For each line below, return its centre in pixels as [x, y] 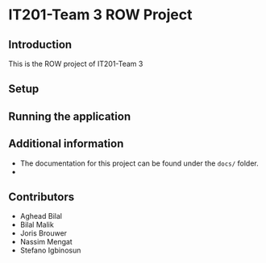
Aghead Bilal [41, 216]
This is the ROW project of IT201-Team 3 [76, 64]
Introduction [40, 45]
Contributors [42, 197]
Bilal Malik [37, 225]
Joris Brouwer [43, 233]
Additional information [66, 144]
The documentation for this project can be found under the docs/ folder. [139, 163]
